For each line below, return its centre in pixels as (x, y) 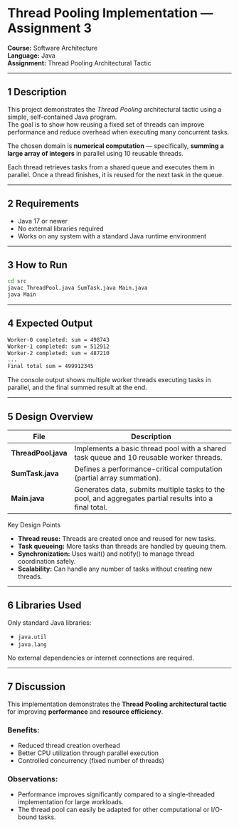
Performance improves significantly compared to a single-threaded (116, 794)
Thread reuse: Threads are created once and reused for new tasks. (117, 538)
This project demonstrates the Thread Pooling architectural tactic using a (115, 109)
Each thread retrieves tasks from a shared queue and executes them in (111, 167)
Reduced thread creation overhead (69, 745)
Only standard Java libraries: (49, 622)
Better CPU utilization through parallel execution (88, 753)
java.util (32, 637)
